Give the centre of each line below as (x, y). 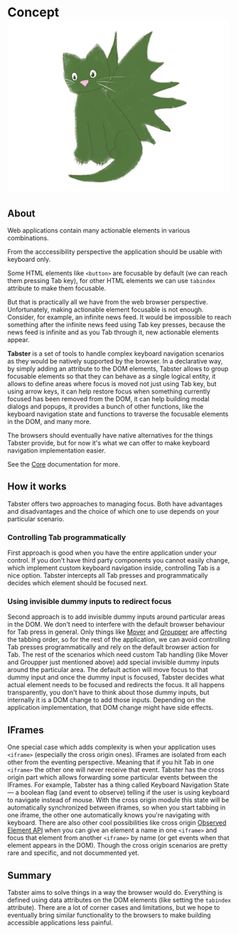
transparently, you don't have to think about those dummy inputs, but (108, 692)
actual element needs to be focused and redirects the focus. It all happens (116, 685)
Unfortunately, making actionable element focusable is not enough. (106, 309)
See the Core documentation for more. (64, 464)
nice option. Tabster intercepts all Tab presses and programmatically (108, 575)
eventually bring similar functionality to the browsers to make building (109, 916)
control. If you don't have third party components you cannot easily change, (119, 561)
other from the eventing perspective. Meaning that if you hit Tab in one (111, 763)
